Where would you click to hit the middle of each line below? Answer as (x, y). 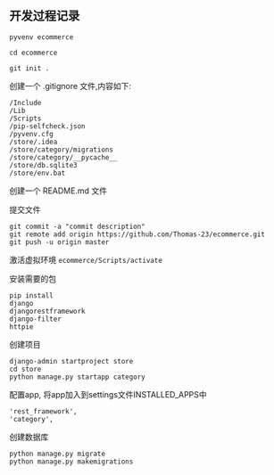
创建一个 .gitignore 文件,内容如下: (71, 86)
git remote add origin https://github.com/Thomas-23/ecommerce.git (137, 234)
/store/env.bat (37, 173)
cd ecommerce (33, 53)
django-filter (36, 319)
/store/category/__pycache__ (63, 157)
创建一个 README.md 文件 (58, 191)
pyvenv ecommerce (42, 37)
